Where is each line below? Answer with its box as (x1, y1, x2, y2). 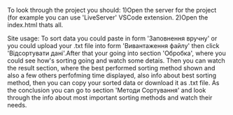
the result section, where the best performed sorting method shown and (7, 64, 216, 72)
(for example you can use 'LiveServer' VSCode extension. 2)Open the (7, 13, 209, 22)
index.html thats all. (7, 21, 64, 29)
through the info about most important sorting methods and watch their (7, 93, 213, 102)
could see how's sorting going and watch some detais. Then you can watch (7, 56, 225, 65)
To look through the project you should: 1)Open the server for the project (7, 6, 217, 14)
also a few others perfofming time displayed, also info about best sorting (7, 71, 217, 79)
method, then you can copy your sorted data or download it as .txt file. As (7, 79, 220, 86)
